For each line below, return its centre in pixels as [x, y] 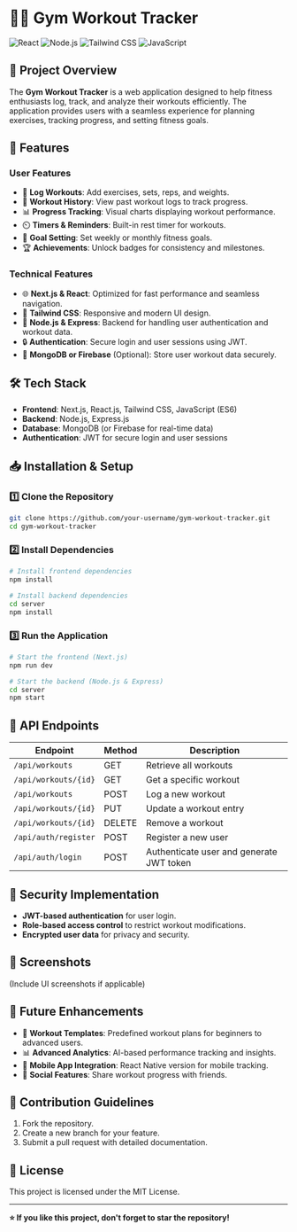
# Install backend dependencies [69, 596]
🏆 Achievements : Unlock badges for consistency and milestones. [143, 248]
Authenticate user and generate [212, 852]
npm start [27, 698]
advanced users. [53, 1042]
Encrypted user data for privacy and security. [106, 934]
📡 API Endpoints [54, 725]
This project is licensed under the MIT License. [95, 1192]
